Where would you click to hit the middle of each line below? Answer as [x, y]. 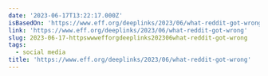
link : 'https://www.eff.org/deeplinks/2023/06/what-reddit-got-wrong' [128, 30]
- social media [41, 52]
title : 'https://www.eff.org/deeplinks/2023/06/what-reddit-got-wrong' [130, 60]
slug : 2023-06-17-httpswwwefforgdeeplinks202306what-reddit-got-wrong [128, 38]
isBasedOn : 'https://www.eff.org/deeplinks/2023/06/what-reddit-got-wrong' [137, 23]
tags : [17, 45]
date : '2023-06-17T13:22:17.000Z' [66, 15]
